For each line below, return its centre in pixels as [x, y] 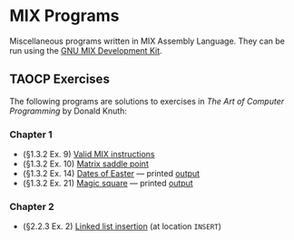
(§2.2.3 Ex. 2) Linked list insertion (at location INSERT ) [122, 226]
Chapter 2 [32, 206]
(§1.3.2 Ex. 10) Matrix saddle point [86, 164]
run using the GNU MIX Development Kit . [86, 50]
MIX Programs [64, 16]
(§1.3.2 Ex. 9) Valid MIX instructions [89, 155]
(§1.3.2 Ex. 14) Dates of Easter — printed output [111, 174]
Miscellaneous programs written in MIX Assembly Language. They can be [147, 41]
